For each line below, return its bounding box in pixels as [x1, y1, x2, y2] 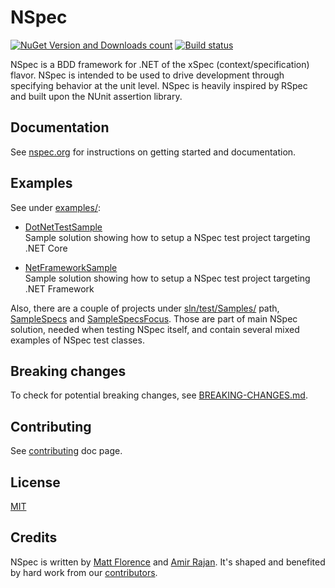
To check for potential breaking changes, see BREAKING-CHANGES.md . [10, 389, 308, 401]
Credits [10, 529, 58, 546]
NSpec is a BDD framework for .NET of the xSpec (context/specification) [10, 58, 310, 70]
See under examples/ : [10, 201, 101, 213]
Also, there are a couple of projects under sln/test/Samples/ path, [10, 302, 280, 314]
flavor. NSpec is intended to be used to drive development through [10, 69, 285, 81]
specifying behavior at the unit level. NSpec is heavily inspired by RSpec [10, 79, 308, 91]
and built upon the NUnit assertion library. [10, 90, 183, 102]
